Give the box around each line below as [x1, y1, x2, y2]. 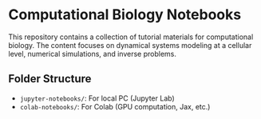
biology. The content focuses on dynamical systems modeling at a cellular [8, 40, 252, 50]
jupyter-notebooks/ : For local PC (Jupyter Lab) [19, 93, 176, 103]
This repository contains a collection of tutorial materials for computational [8, 32, 254, 42]
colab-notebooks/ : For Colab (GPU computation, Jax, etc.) [19, 101, 211, 111]
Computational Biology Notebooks [8, 6, 242, 24]
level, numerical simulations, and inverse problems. [8, 49, 177, 58]
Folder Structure [8, 72, 92, 85]
